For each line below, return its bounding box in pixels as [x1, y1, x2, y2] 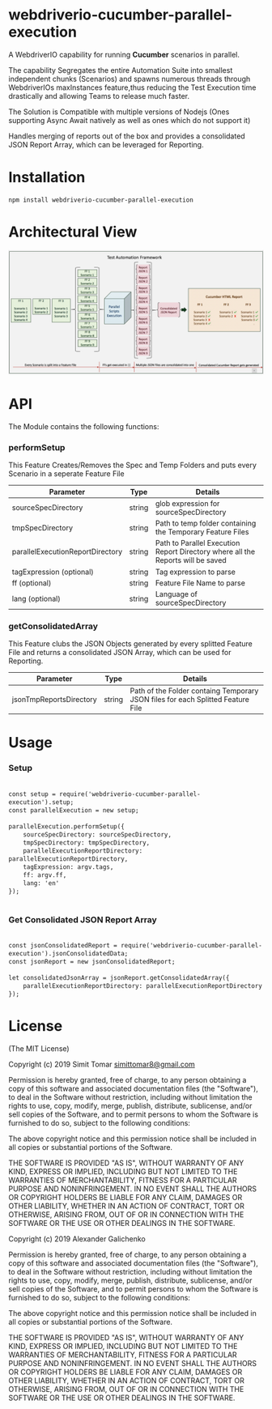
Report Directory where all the [155, 547, 256, 556]
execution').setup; [8, 798, 74, 807]
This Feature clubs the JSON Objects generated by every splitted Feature [8, 638, 253, 649]
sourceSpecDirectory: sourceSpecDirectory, [23, 830, 172, 839]
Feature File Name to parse [155, 577, 245, 588]
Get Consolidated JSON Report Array [8, 913, 158, 925]
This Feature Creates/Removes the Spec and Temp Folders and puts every [8, 460, 257, 470]
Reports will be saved [155, 556, 227, 565]
